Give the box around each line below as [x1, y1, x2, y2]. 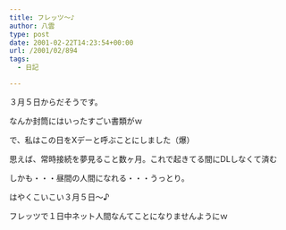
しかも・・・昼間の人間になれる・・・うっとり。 [9, 172, 189, 183]
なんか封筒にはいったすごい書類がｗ [9, 115, 143, 126]
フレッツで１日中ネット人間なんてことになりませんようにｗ [9, 210, 228, 221]
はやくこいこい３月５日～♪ [9, 192, 110, 202]
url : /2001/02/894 [9, 47, 78, 55]
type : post [9, 30, 50, 38]
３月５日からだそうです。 [9, 96, 103, 107]
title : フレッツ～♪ [9, 13, 75, 22]
